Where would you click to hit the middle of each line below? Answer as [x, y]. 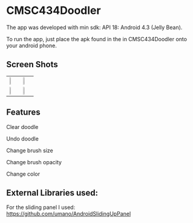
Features [23, 112]
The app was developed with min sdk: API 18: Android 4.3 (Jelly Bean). [94, 27]
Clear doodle [22, 127]
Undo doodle [23, 138]
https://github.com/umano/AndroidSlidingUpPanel [69, 214]
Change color [23, 174]
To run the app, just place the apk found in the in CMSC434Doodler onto [97, 39]
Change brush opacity [34, 162]
